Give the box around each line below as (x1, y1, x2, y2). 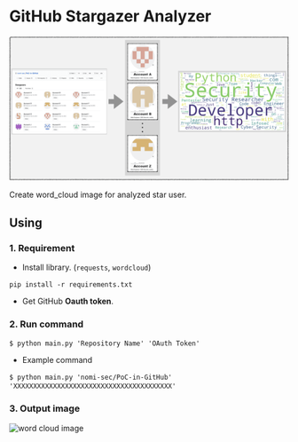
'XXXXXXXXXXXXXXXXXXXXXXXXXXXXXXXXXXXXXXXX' (9, 382, 176, 391)
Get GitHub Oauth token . (21, 296, 114, 307)
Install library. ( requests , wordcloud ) (21, 262, 152, 272)
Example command (21, 355, 93, 366)
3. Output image (9, 402, 81, 414)
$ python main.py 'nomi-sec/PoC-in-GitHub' (9, 373, 173, 383)
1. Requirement (9, 241, 75, 254)
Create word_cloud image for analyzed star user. (9, 189, 187, 201)
